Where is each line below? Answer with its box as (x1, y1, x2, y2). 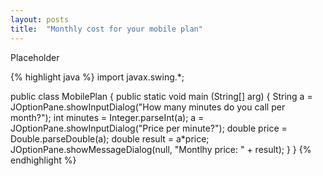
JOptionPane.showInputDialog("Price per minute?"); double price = (10, 122, 288, 134)
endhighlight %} (10, 154, 77, 166)
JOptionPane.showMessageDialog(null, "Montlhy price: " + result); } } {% (10, 143, 312, 155)
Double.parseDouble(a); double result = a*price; (10, 132, 210, 145)
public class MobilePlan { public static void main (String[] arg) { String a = (10, 90, 313, 102)
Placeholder (10, 51, 60, 63)
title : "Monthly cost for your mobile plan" (10, 24, 203, 34)
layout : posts (10, 14, 70, 25)
